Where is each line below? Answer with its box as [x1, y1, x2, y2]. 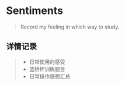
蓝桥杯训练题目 [29, 65, 65, 72]
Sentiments [6, 4, 63, 17]
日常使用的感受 [29, 58, 65, 65]
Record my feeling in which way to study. [20, 23, 120, 30]
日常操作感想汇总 [29, 73, 71, 80]
